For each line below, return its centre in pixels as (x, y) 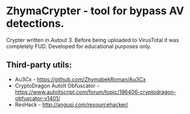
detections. (35, 23)
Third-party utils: (39, 65)
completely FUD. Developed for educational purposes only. (79, 46)
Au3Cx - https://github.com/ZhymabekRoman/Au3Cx (80, 79)
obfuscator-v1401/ (37, 98)
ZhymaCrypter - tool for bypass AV (95, 11)
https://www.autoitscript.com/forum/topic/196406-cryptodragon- (95, 92)
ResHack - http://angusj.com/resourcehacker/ (71, 104)
